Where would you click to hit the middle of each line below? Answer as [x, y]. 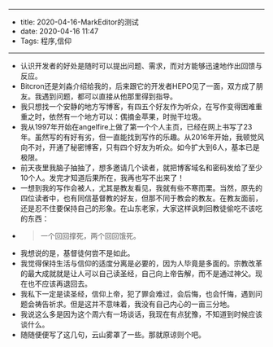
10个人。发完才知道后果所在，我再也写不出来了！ [102, 178]
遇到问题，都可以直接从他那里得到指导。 [109, 96]
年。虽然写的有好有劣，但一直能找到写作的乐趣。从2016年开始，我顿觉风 [142, 137]
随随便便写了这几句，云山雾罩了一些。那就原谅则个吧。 [113, 334]
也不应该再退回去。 [59, 283]
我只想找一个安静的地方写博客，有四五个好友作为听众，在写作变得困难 [138, 106]
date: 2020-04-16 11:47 [59, 31]
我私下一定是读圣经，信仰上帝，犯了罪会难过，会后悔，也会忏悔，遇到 [138, 294]
